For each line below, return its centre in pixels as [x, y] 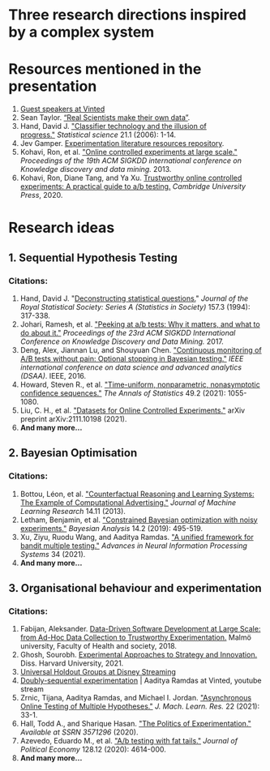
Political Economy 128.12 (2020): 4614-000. [93, 750]
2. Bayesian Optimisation [73, 453]
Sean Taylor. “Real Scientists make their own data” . [105, 118]
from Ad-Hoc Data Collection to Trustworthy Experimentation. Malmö [135, 637]
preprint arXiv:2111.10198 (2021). [73, 419]
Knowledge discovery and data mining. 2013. [96, 169]
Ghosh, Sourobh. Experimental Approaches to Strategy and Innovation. [139, 655]
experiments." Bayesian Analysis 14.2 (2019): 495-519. [111, 528]
